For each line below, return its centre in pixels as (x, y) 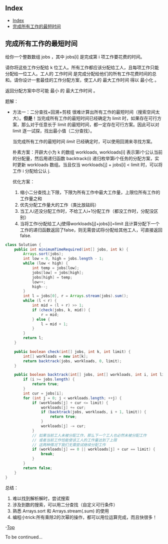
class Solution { (23, 245)
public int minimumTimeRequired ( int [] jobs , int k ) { (71, 249)
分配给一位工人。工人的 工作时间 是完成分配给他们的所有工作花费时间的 (79, 74)
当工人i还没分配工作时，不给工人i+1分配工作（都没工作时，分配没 (87, 211)
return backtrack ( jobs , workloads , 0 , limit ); (72, 361)
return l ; (33, 338)
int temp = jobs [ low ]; (55, 268)
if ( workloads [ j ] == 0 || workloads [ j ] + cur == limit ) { (93, 449)
